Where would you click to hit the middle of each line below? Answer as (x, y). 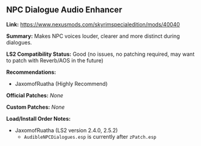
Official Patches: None (35, 95)
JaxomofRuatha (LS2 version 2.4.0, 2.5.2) (66, 130)
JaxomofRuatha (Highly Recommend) (61, 84)
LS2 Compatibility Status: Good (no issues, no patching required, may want (100, 54)
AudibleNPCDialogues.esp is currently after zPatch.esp (90, 136)
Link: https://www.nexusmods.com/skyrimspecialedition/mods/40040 (93, 24)
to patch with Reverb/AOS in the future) (55, 60)
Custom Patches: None (35, 107)
